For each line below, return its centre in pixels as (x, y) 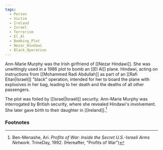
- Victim (18, 18)
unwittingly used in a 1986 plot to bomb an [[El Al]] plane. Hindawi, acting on (81, 69)
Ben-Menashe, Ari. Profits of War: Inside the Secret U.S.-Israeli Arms (81, 137)
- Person (18, 14)
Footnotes (17, 122)
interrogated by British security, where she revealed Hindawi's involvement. (81, 104)
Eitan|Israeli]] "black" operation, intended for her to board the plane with (77, 79)
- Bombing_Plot (25, 41)
